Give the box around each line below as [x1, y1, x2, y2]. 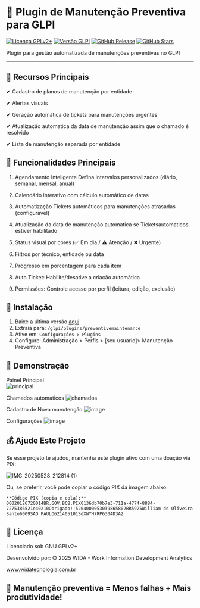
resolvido [6, 129, 29, 136]
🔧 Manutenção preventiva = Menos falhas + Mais [6, 583, 192, 593]
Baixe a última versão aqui [14, 318, 80, 325]
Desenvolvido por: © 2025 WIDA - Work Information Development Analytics [6, 554, 192, 562]
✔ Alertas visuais [6, 99, 48, 107]
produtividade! [6, 593, 62, 603]
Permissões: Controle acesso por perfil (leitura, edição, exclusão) [14, 285, 176, 292]
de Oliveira [163, 506, 193, 512]
